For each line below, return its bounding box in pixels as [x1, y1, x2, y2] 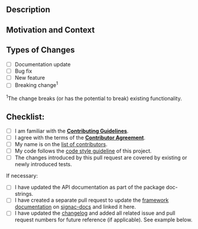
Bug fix [14, 67, 33, 75]
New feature [14, 74, 46, 81]
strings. [14, 191, 34, 198]
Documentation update [14, 60, 71, 67]
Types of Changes [6, 45, 75, 55]
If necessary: [6, 172, 38, 179]
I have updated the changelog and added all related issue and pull [14, 209, 176, 217]
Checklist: [6, 112, 45, 122]
